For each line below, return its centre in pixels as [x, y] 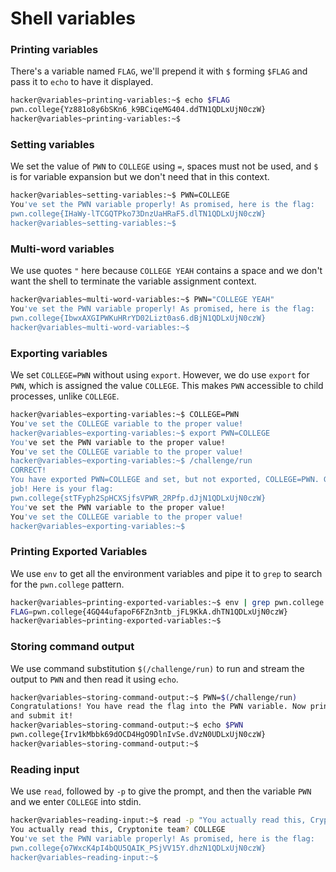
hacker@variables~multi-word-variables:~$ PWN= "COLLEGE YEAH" [142, 300]
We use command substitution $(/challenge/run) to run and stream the [157, 668]
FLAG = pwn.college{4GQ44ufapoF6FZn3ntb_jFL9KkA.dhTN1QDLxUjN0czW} [149, 612]
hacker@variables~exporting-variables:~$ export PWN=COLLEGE [140, 433]
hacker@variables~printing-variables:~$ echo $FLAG [120, 100]
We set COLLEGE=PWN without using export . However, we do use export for [160, 375]
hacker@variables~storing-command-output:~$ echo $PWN [127, 725]
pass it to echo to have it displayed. [82, 82]
